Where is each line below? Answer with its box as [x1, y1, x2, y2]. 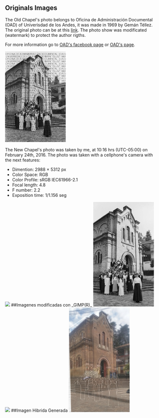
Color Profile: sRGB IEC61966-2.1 [12, 177, 78, 183]
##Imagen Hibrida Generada [11, 407, 68, 413]
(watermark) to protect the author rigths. [5, 32, 86, 38]
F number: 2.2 [12, 187, 40, 193]
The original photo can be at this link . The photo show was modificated [5, 27, 147, 33]
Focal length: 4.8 [12, 182, 46, 188]
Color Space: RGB [12, 172, 48, 177]
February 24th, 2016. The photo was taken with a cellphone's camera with [5, 152, 153, 158]
